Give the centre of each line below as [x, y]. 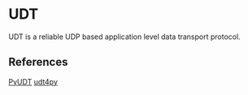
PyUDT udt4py [33, 81]
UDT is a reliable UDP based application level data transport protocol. [125, 37]
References [38, 62]
